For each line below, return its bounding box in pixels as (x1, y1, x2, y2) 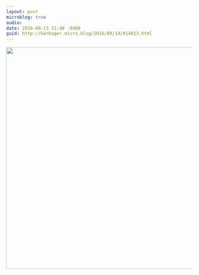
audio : (6, 20, 23, 25)
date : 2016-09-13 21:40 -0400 (6, 25, 81, 31)
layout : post (6, 8, 38, 15)
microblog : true (6, 14, 46, 20)
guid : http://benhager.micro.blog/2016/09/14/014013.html (6, 31, 152, 37)
